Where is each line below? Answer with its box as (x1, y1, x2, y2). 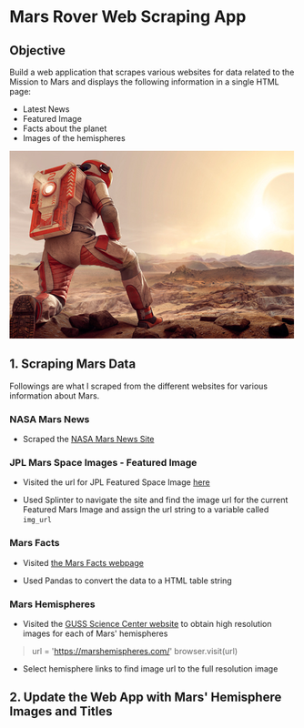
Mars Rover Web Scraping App (9, 6, 247, 27)
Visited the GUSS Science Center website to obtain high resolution (22, 619, 272, 629)
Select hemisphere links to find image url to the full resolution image (22, 663, 279, 674)
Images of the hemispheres (22, 133, 126, 143)
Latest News (22, 104, 70, 115)
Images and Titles (9, 703, 113, 720)
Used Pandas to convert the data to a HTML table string (22, 575, 232, 586)
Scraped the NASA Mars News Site (22, 434, 155, 445)
